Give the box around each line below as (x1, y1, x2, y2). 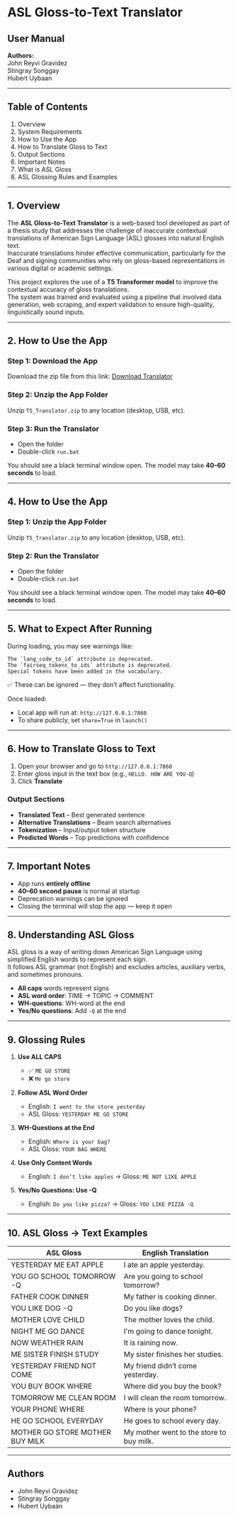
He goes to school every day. (123, 1416, 221, 1426)
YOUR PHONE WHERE (11, 1404, 85, 1414)
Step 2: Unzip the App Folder (7, 390, 108, 400)
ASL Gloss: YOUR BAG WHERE (28, 1145, 107, 1153)
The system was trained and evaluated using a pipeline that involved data (7, 292, 222, 301)
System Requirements (17, 127, 82, 135)
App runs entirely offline (17, 879, 91, 888)
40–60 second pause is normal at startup (17, 887, 140, 895)
